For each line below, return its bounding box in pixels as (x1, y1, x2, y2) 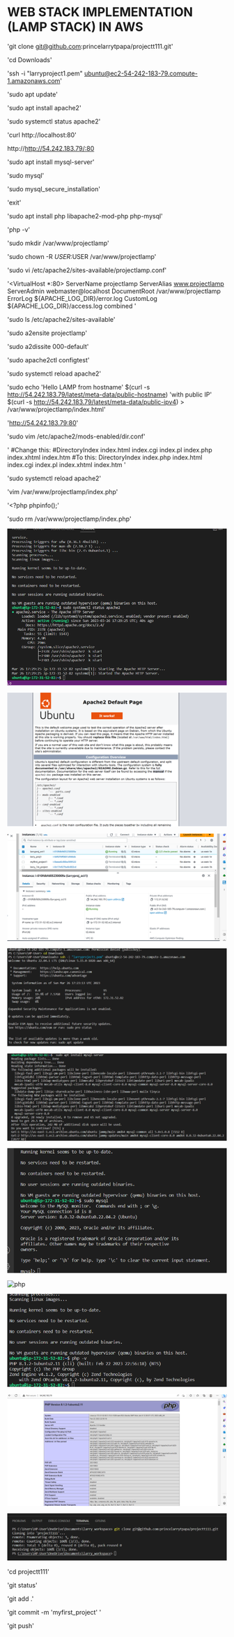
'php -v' (7, 225, 31, 234)
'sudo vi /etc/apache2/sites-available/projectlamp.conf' (7, 266, 167, 274)
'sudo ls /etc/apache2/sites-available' (7, 315, 116, 323)
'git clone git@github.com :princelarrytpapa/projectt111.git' (7, 42, 173, 50)
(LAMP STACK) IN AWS (7, 19, 144, 35)
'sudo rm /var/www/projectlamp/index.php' (7, 514, 132, 523)
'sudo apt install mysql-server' (7, 158, 95, 166)
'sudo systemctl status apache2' (7, 117, 101, 126)
